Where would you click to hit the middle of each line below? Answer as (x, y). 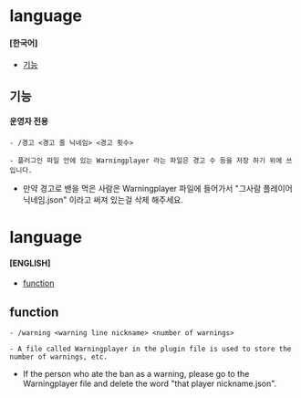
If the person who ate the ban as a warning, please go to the (136, 374)
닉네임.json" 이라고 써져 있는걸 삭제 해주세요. (103, 199)
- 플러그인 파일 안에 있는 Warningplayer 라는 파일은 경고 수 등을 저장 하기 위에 (146, 161)
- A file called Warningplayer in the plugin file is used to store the (150, 349)
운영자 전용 (29, 121)
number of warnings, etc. (58, 357)
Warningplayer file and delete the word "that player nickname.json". (150, 383)
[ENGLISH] (30, 263)
